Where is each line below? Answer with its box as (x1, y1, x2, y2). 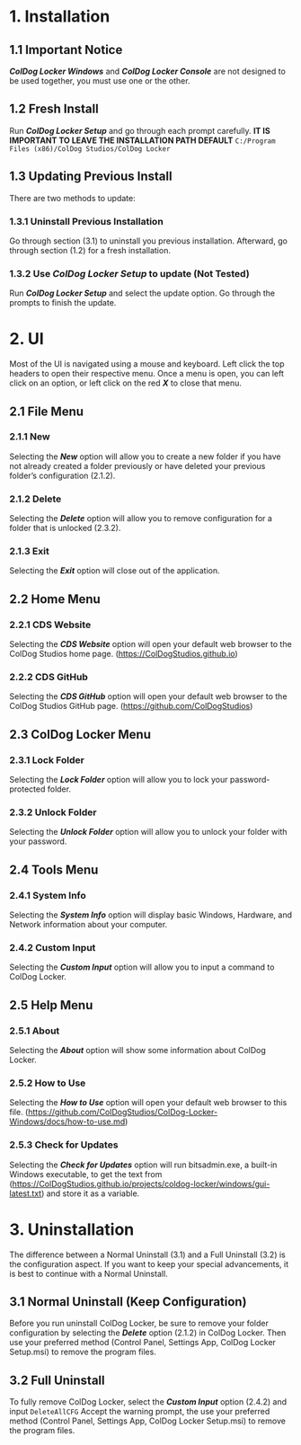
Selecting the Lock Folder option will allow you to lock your (9, 775, 228, 785)
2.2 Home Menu (9, 591, 101, 607)
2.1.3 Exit (9, 545, 49, 558)
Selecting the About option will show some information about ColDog (9, 1045, 267, 1056)
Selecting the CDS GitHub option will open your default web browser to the (9, 691, 288, 702)
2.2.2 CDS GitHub (9, 671, 88, 684)
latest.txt (9, 1188, 42, 1199)
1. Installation (9, 6, 111, 27)
